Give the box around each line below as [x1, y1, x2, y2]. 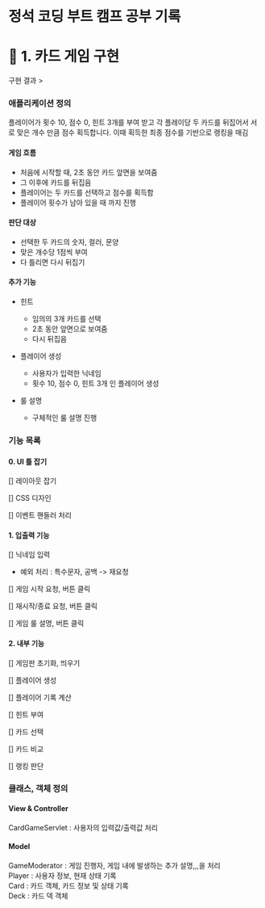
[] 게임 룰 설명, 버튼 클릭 [8, 619, 85, 628]
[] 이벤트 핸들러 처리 [8, 511, 72, 520]
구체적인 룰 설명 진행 [31, 413, 97, 422]
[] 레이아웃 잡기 [8, 476, 57, 486]
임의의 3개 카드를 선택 [31, 314, 101, 324]
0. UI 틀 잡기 [8, 456, 48, 466]
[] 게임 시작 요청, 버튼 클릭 [8, 584, 91, 594]
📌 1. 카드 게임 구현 [8, 48, 120, 65]
